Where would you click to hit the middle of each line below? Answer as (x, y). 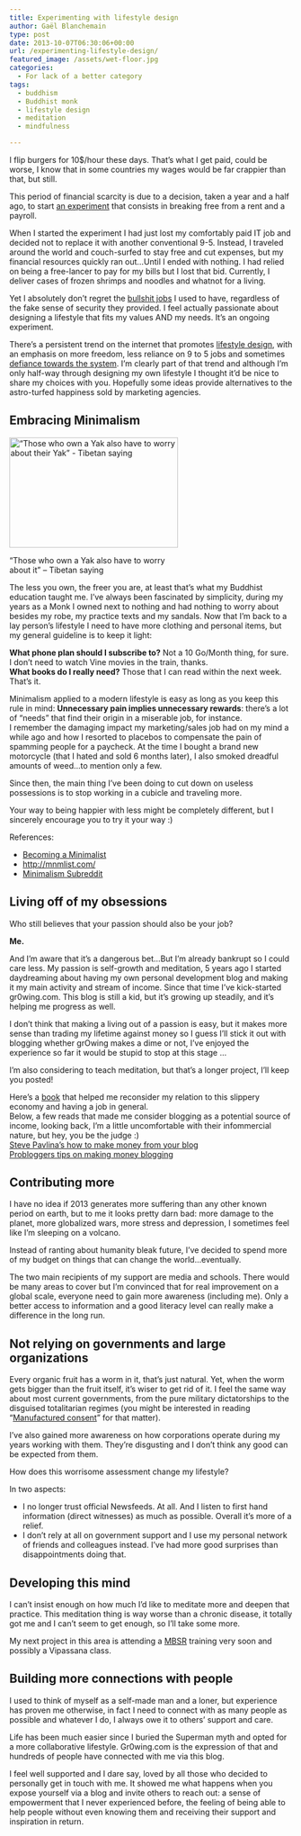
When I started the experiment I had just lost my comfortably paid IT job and (150, 233)
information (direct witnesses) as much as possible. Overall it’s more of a (157, 1516)
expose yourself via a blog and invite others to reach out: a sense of (135, 1793)
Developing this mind (70, 1583)
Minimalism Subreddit (62, 873)
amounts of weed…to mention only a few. (86, 765)
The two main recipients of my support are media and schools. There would (150, 1277)
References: (31, 837)
